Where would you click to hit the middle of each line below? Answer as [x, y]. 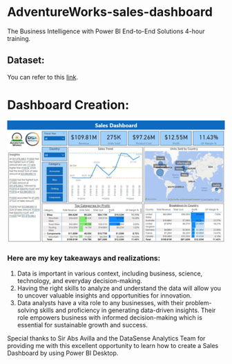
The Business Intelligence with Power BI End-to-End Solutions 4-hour [106, 31]
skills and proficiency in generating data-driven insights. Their [128, 310]
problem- [199, 302]
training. [19, 38]
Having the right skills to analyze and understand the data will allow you [119, 288]
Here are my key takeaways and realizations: [84, 258]
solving [28, 310]
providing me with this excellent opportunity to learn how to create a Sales [113, 345]
